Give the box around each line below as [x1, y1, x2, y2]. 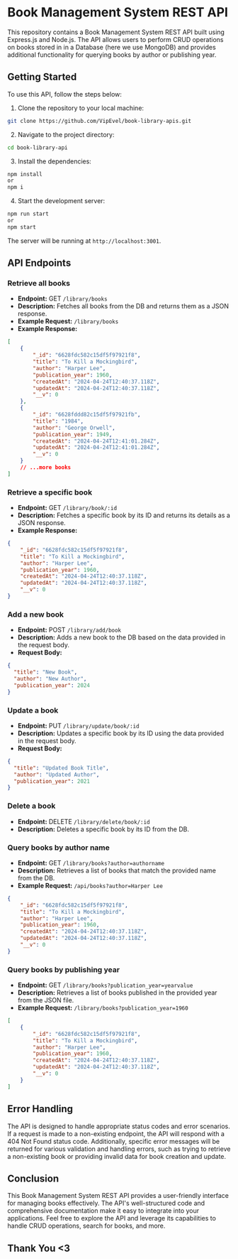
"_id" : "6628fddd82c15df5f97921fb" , [33, 411, 141, 418]
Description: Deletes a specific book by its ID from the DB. [17, 825, 190, 833]
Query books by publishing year [7, 964, 120, 974]
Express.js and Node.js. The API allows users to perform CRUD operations [7, 35, 225, 43]
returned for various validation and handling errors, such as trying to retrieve [7, 1145, 231, 1153]
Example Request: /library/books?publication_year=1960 [17, 1003, 189, 1012]
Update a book [7, 705, 59, 715]
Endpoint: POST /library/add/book [17, 626, 122, 634]
